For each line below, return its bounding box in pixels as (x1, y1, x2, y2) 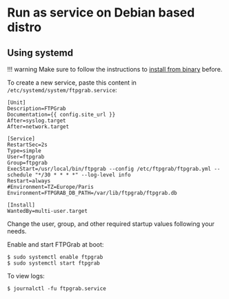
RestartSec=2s (7, 141, 48, 148)
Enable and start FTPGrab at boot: (7, 240, 104, 249)
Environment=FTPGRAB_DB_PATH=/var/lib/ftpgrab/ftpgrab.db (7, 189, 177, 196)
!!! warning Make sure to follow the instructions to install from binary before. (7, 65, 223, 73)
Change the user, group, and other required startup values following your (7, 220, 215, 228)
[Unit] (7, 99, 26, 106)
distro (7, 19, 42, 35)
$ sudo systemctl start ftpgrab (7, 260, 100, 267)
